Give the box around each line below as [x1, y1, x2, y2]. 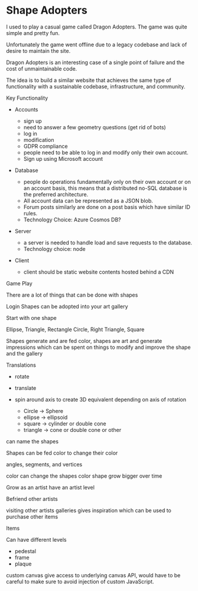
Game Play [6, 279, 33, 287]
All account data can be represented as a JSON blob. [23, 197, 154, 204]
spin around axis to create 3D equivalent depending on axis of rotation [14, 396, 186, 403]
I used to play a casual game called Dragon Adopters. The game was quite [6, 23, 187, 30]
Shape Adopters [6, 4, 87, 17]
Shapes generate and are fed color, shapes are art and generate [6, 337, 163, 344]
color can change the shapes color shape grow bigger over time [6, 472, 163, 479]
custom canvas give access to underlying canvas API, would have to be [6, 571, 181, 579]
